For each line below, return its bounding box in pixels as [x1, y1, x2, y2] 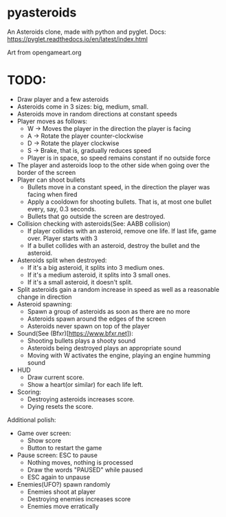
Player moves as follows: [16, 117, 88, 125]
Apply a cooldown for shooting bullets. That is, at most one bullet [27, 198, 212, 206]
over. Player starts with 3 [27, 234, 98, 242]
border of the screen [16, 168, 76, 176]
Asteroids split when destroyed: [16, 256, 107, 264]
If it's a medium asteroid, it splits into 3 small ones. [27, 271, 170, 279]
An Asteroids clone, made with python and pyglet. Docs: [7, 28, 166, 36]
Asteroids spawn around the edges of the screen [27, 315, 166, 323]
